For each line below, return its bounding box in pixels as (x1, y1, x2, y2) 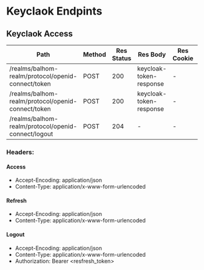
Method (83, 50, 106, 58)
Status (112, 54, 132, 62)
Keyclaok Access (6, 29, 73, 39)
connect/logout (9, 130, 53, 138)
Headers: (6, 148, 35, 156)
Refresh (6, 196, 27, 204)
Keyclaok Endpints (6, 4, 103, 18)
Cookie (172, 54, 194, 62)
